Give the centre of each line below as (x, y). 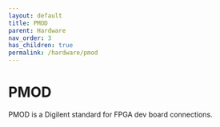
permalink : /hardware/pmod (53, 53)
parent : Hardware (37, 30)
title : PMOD (28, 23)
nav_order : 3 (30, 38)
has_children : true (41, 46)
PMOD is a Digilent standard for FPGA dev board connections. (111, 114)
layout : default (35, 16)
